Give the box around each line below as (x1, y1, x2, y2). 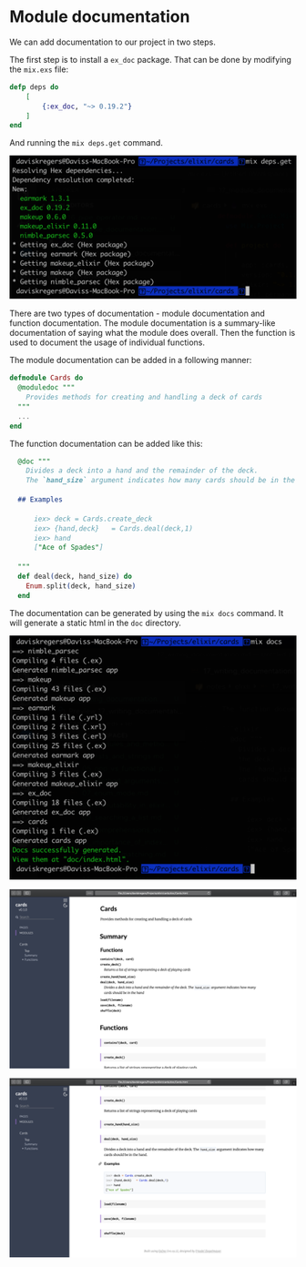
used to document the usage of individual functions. (9, 337, 205, 348)
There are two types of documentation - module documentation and (9, 308, 266, 319)
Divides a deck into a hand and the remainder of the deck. (25, 466, 259, 475)
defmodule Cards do (9, 373, 84, 383)
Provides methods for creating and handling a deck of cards (25, 393, 262, 402)
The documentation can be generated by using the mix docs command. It (9, 607, 284, 618)
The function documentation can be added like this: (9, 438, 203, 449)
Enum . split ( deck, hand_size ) (25, 581, 137, 591)
